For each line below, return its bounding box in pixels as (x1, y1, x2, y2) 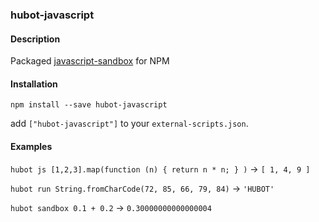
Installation (10, 78, 58, 90)
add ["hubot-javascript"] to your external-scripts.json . (10, 118, 249, 130)
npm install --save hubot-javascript (10, 100, 168, 110)
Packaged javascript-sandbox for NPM (10, 55, 170, 67)
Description (10, 33, 61, 45)
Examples (10, 140, 53, 152)
